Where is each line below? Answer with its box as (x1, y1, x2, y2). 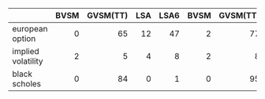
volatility (12, 56, 43, 66)
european (12, 24, 48, 34)
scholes (12, 79, 42, 89)
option (12, 33, 36, 44)
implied (12, 46, 39, 57)
